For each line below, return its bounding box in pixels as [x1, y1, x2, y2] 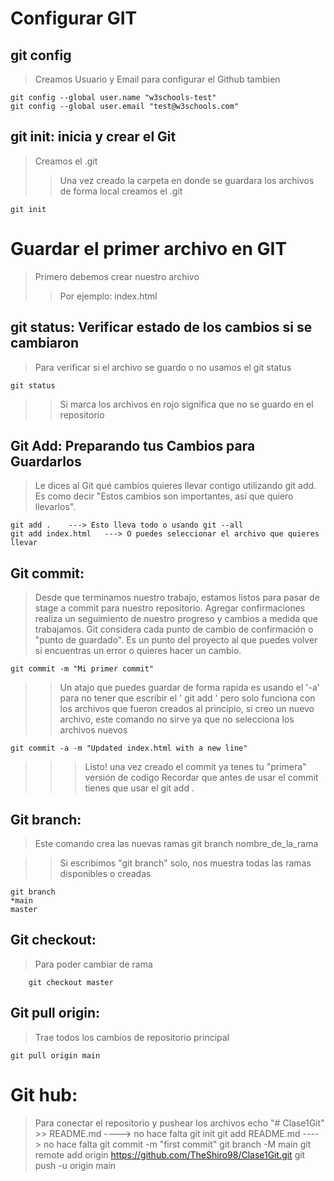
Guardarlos [10, 453, 82, 470]
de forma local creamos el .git [59, 185, 183, 197]
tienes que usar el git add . [84, 782, 195, 794]
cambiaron [10, 335, 80, 352]
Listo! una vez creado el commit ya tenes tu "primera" [84, 761, 307, 773]
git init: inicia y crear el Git [10, 128, 177, 146]
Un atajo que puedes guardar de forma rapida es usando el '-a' [59, 682, 320, 694]
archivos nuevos [59, 724, 128, 736]
